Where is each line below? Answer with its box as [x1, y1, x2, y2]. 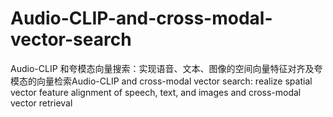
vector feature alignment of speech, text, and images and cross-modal [10, 86, 302, 98]
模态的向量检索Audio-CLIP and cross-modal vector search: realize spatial [10, 75, 313, 87]
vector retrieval [10, 97, 73, 109]
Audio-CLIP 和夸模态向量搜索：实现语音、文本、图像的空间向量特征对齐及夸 [10, 62, 323, 74]
